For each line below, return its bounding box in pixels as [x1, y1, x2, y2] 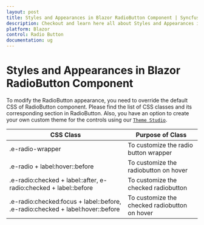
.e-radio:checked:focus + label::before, [9, 197, 121, 205]
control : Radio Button [6, 32, 64, 38]
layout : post [6, 9, 39, 15]
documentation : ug [6, 37, 53, 43]
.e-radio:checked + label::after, [9, 176, 98, 184]
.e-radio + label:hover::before [9, 162, 94, 171]
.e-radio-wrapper [9, 145, 61, 153]
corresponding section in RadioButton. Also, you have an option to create [6, 109, 189, 116]
